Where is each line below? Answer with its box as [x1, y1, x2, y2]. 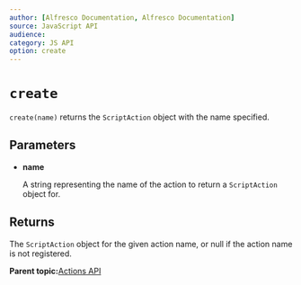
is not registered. [9, 248, 72, 259]
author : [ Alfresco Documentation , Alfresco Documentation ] [9, 13, 235, 22]
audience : [9, 30, 47, 39]
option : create [9, 47, 66, 56]
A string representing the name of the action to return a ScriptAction [22, 179, 279, 190]
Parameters [9, 138, 76, 153]
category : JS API [9, 38, 75, 48]
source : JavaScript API [9, 22, 99, 31]
